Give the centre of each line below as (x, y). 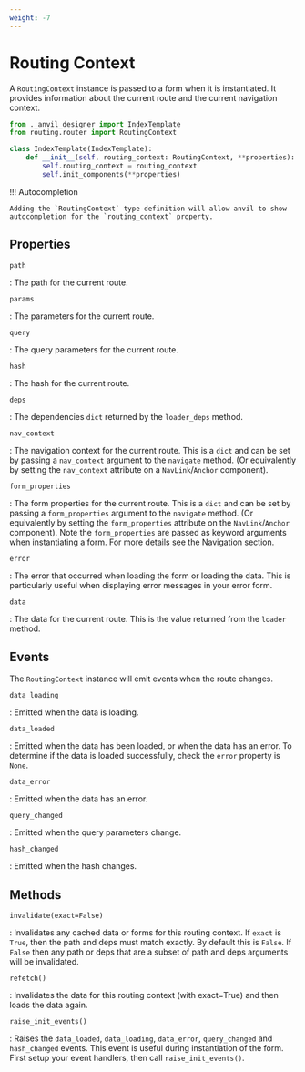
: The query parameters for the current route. (94, 349)
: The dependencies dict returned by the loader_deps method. (127, 416)
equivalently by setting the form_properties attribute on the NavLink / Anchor (149, 522)
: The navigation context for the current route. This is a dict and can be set (150, 450)
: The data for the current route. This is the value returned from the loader (148, 618)
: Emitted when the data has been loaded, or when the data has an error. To (151, 746)
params (22, 299)
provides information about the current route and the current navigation (143, 97)
